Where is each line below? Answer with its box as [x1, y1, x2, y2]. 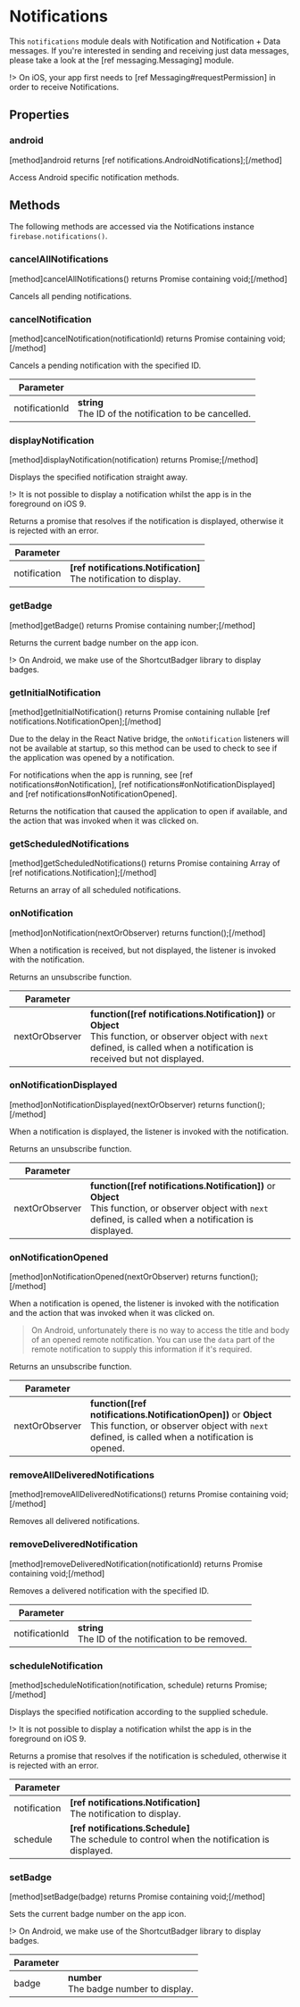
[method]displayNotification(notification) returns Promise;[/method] [9, 454, 259, 465]
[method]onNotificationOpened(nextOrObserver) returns [9, 1271, 218, 1282]
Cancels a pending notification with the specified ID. [9, 360, 202, 371]
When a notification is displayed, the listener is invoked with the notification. [9, 1126, 289, 1137]
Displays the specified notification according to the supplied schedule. [9, 1707, 269, 1717]
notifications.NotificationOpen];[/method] [9, 716, 162, 727]
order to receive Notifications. [9, 81, 120, 92]
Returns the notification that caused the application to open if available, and [9, 805, 287, 816]
